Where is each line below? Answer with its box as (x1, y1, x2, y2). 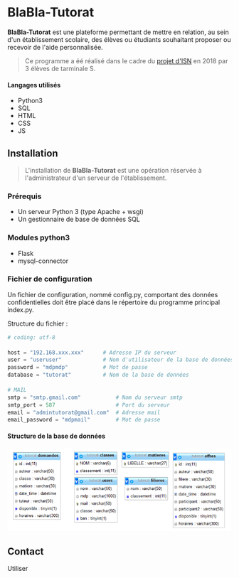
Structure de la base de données (7, 432, 105, 440)
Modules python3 (7, 232, 70, 242)
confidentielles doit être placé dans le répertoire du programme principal (7, 298, 221, 306)
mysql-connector (17, 257, 69, 265)
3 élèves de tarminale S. (24, 64, 96, 73)
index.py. (7, 305, 34, 314)
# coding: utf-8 (7, 333, 55, 341)
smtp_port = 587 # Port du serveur (7, 401, 171, 409)
